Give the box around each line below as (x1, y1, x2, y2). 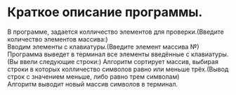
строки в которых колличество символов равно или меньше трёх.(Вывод (7, 65, 229, 73)
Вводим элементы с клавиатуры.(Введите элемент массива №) (7, 42, 199, 51)
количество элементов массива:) (7, 34, 108, 43)
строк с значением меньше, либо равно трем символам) (7, 72, 180, 81)
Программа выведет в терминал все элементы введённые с (7, 50, 190, 58)
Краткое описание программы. (7, 4, 203, 20)
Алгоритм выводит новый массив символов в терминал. (7, 80, 178, 88)
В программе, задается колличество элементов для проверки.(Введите (7, 27, 225, 36)
